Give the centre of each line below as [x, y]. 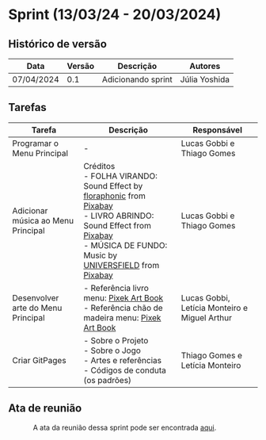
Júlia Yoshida [205, 79]
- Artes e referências [122, 360]
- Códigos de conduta [124, 370]
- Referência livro [116, 288]
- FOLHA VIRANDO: [120, 176]
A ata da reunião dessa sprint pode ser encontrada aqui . [125, 427]
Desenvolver [36, 297]
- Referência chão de [123, 308]
